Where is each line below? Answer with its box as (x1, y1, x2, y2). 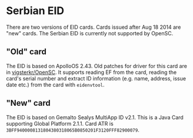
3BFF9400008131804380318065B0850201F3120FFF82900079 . (6, 126, 139, 133)
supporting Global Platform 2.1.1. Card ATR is (6, 120, 114, 127)
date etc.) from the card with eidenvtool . (6, 81, 105, 88)
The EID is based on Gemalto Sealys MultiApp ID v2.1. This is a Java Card (6, 113, 184, 121)
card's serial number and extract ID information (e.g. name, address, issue (6, 75, 187, 82)
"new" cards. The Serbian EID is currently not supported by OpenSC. (6, 29, 174, 36)
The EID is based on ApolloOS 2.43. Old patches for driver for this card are (6, 62, 187, 69)
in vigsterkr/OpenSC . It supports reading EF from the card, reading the (6, 69, 177, 76)
